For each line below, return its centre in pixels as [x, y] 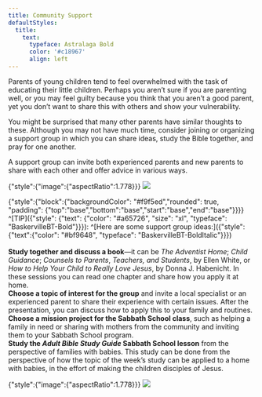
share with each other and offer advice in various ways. [98, 170]
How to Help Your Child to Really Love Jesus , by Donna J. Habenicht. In [124, 268]
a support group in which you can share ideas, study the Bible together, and [131, 138]
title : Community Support [50, 15]
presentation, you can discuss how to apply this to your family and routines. [131, 310]
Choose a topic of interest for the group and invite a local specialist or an [127, 293]
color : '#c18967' [57, 52]
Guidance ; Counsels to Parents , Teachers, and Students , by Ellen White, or [129, 260]
